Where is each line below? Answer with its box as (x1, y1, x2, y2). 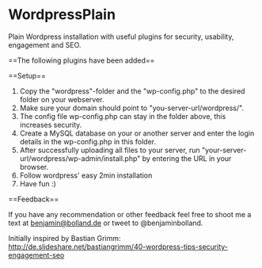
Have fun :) (19, 178, 57, 188)
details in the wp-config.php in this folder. (19, 136, 157, 146)
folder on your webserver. (19, 94, 104, 104)
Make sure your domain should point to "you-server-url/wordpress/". (19, 103, 244, 113)
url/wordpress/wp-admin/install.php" (19, 153, 141, 163)
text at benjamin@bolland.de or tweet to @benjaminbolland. (8, 218, 203, 228)
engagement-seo (8, 250, 65, 259)
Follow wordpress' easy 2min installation (19, 170, 153, 180)
